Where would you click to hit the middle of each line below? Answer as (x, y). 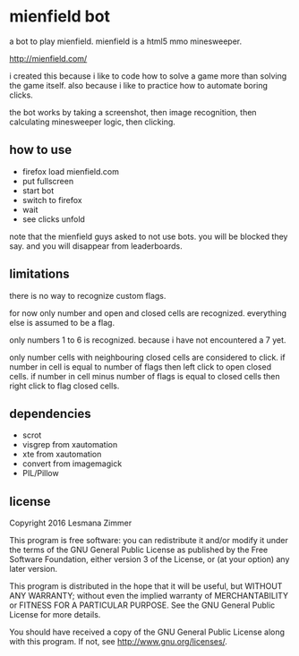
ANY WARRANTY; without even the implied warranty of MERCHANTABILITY (149, 596)
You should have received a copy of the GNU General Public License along (147, 632)
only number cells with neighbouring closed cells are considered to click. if (147, 357)
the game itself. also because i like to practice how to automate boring (139, 85)
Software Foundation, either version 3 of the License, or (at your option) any (149, 559)
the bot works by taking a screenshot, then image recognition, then (133, 112)
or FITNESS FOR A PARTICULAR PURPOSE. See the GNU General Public (142, 605)
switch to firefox (52, 200)
